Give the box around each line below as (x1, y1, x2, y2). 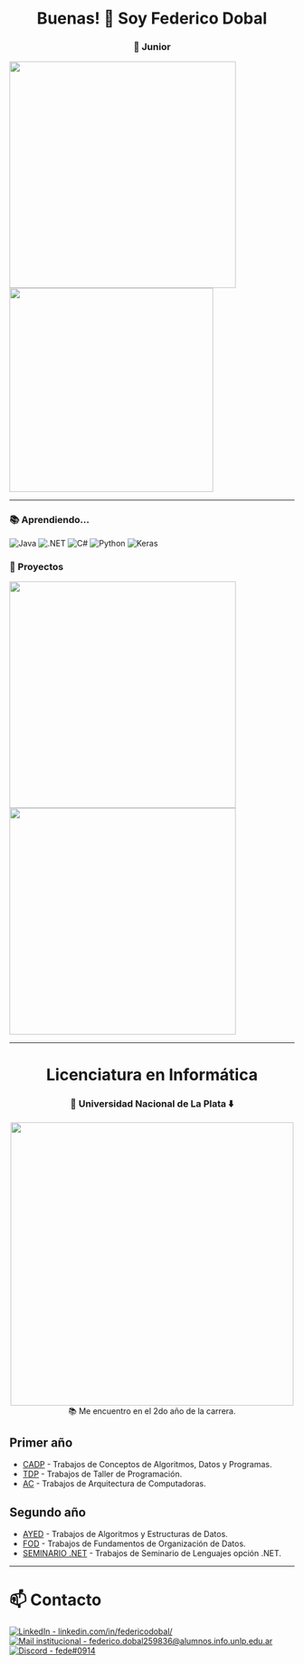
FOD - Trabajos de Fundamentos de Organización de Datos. (22, 1538, 246, 1549)
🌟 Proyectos (9, 560, 64, 573)
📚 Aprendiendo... (9, 514, 90, 527)
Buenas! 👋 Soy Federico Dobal (36, 8, 268, 29)
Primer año (9, 1435, 73, 1450)
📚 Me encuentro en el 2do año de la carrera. (68, 1405, 236, 1417)
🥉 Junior (133, 41, 171, 53)
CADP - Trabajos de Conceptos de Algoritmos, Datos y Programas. (22, 1459, 272, 1470)
